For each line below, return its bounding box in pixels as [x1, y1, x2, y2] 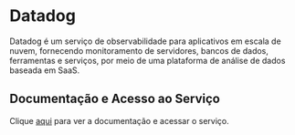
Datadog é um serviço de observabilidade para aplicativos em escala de [9, 36, 281, 47]
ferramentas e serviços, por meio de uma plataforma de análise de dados [9, 55, 286, 66]
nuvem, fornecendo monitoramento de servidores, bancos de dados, [9, 45, 269, 56]
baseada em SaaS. [9, 65, 80, 76]
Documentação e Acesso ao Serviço [9, 91, 221, 107]
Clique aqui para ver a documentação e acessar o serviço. [9, 115, 230, 126]
